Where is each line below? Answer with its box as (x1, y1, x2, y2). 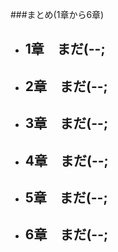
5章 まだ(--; (24, 189, 108, 206)
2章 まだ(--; (24, 78, 108, 95)
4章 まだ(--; (24, 152, 109, 169)
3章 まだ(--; (24, 115, 109, 132)
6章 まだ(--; (24, 226, 109, 243)
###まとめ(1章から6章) (10, 9, 105, 20)
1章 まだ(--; (24, 41, 106, 58)
